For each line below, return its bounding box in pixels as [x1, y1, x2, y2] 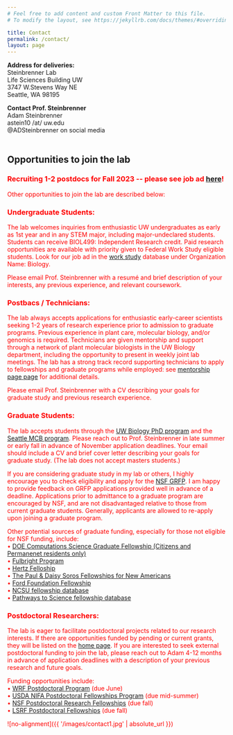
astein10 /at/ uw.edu [7, 119, 64, 127]
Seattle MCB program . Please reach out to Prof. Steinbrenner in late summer [7, 434, 225, 442]
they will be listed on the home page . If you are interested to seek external [7, 641, 219, 649]
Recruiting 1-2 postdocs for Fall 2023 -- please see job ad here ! [7, 174, 224, 184]
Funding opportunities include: [7, 677, 95, 685]
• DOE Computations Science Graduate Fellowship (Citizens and [7, 542, 191, 550]
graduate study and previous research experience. [7, 393, 152, 402]
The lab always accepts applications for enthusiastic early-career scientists [7, 313, 223, 322]
